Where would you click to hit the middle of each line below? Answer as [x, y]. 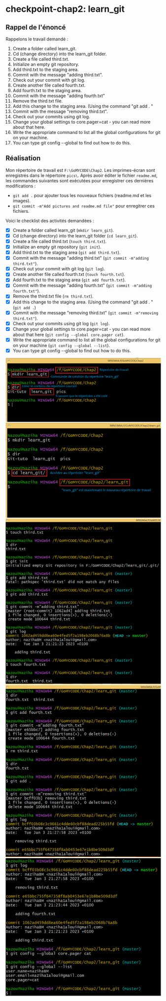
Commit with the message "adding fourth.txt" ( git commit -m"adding [82, 285]
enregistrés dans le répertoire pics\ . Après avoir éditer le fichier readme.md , [82, 175]
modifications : [21, 186]
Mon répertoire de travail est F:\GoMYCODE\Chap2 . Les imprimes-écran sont [81, 170]
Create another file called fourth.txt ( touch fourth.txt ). [69, 274]
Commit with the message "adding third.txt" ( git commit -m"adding [81, 258]
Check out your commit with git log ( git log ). [59, 269]
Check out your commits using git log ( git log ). [61, 323]
